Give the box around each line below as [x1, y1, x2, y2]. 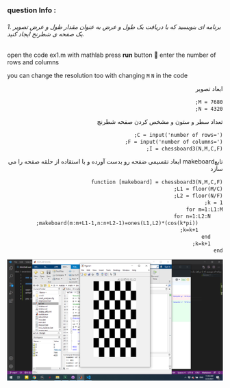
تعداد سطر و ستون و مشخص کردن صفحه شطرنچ [97, 118, 223, 126]
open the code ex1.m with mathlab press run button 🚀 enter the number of [7, 51, 216, 60]
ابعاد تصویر [195, 85, 223, 93]
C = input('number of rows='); [133, 132, 223, 139]
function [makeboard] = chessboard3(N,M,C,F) [91, 179, 223, 186]
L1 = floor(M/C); [173, 185, 223, 193]
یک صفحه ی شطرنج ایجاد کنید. [7, 29, 85, 38]
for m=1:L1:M [186, 206, 223, 214]
